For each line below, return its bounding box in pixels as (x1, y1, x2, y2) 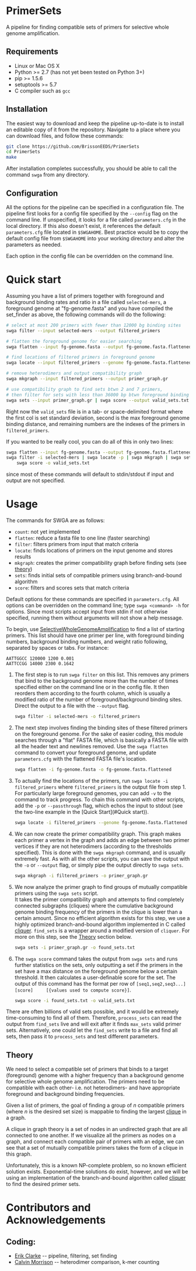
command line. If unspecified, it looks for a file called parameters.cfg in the (6, 216, 186, 223)
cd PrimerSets (6, 149, 41, 155)
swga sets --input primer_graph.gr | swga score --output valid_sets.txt (6, 397, 190, 403)
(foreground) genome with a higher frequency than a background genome (6, 1072, 184, 1079)
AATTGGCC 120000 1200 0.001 (6, 656, 75, 662)
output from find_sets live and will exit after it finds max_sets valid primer (6, 1021, 182, 1028)
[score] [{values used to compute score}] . (14, 986, 131, 993)
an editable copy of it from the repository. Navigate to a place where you (6, 126, 181, 133)
